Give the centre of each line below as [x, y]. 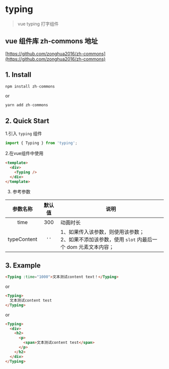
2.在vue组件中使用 [24, 153]
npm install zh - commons [30, 86]
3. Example [23, 265]
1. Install [18, 75]
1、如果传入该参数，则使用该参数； [102, 232]
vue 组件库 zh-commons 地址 [52, 41]
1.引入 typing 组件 [24, 134]
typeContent [23, 239]
